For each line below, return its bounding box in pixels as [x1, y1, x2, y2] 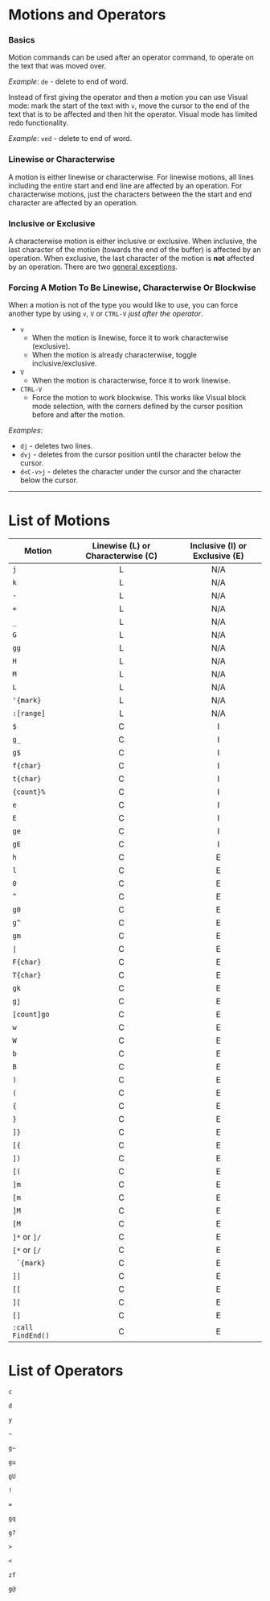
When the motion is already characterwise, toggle [31, 350, 198, 360]
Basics [8, 35, 35, 46]
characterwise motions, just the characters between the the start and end [8, 189, 252, 199]
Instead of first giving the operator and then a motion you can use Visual [8, 93, 248, 102]
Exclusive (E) [192, 550, 244, 561]
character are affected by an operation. [8, 197, 138, 207]
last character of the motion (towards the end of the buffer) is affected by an [8, 245, 261, 254]
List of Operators [8, 1361, 124, 1380]
